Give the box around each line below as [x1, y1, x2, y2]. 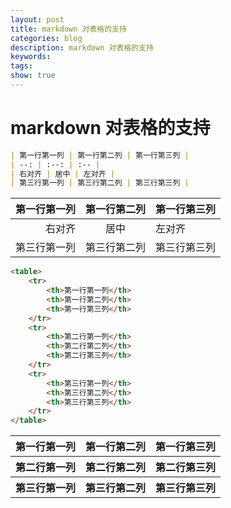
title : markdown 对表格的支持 [10, 24, 127, 34]
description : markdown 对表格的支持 [10, 42, 154, 53]
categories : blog [10, 33, 83, 43]
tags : [10, 61, 33, 71]
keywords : [10, 52, 52, 62]
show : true [10, 71, 56, 81]
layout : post [10, 14, 65, 25]
